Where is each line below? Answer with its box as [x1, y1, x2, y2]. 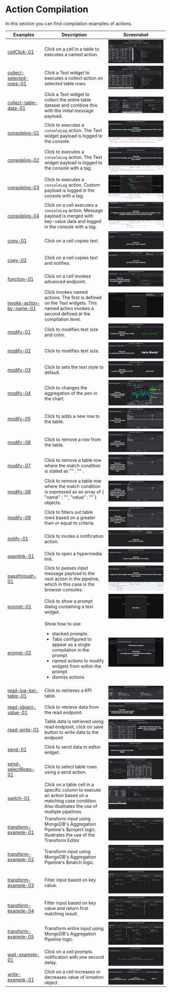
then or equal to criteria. [44, 520, 95, 526]
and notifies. [44, 260, 71, 266]
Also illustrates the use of [44, 803, 98, 809]
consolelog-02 [7, 157, 40, 163]
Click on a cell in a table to [44, 46, 99, 52]
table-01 [7, 693, 27, 699]
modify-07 [7, 462, 31, 468]
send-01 [7, 747, 27, 753]
